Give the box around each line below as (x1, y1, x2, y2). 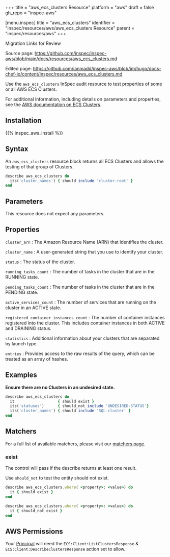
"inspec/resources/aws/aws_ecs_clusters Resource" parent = (5, 25, 135, 31)
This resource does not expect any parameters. (5, 211, 105, 217)
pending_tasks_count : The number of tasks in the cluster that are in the (5, 284, 155, 290)
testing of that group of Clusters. (5, 163, 74, 170)
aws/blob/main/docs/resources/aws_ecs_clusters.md (5, 56, 118, 62)
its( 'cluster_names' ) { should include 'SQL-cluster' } (10, 408, 131, 414)
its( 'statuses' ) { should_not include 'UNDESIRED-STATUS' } (10, 403, 149, 409)
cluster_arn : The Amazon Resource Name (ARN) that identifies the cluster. (5, 239, 164, 245)
